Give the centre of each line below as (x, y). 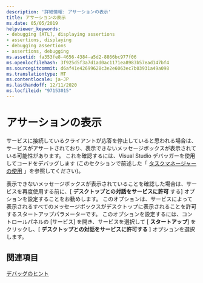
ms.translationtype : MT (36, 74)
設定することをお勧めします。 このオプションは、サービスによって (110, 199)
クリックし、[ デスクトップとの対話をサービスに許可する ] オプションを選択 (101, 229)
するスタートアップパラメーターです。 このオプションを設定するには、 (94, 214)
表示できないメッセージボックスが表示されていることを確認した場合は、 (96, 184)
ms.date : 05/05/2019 (32, 23)
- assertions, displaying (39, 40)
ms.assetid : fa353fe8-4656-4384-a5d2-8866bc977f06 (72, 57)
